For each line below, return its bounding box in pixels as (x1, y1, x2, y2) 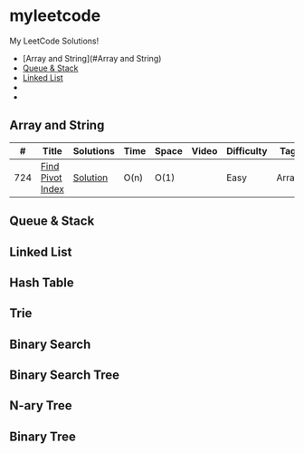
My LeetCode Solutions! (9, 35, 100, 46)
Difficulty (225, 144, 268, 157)
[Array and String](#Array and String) (22, 53, 162, 63)
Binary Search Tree (9, 368, 120, 383)
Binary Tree (9, 429, 77, 444)
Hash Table (9, 275, 74, 290)
